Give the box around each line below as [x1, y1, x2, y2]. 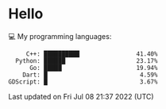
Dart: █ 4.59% [22, 71, 158, 79]
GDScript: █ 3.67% [8, 77, 158, 86]
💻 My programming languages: [8, 31, 112, 41]
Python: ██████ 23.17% [15, 56, 158, 64]
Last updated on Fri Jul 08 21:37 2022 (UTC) [8, 91, 154, 101]
